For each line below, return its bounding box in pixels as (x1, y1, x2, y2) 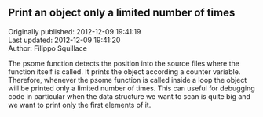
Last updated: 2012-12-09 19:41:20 (8, 35, 121, 44)
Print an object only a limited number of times (8, 6, 236, 19)
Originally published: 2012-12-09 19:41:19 (8, 27, 141, 36)
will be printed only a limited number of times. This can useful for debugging (8, 83, 255, 93)
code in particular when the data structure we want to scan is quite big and (8, 91, 251, 101)
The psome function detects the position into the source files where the (8, 58, 239, 68)
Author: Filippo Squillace (8, 43, 88, 53)
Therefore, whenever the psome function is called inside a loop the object (8, 75, 247, 84)
